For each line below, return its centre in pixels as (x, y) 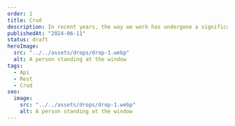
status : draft (28, 40)
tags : (15, 66)
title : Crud (24, 20)
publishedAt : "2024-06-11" (47, 33)
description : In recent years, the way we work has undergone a (103, 27)
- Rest (23, 79)
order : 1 (20, 14)
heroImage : (23, 46)
